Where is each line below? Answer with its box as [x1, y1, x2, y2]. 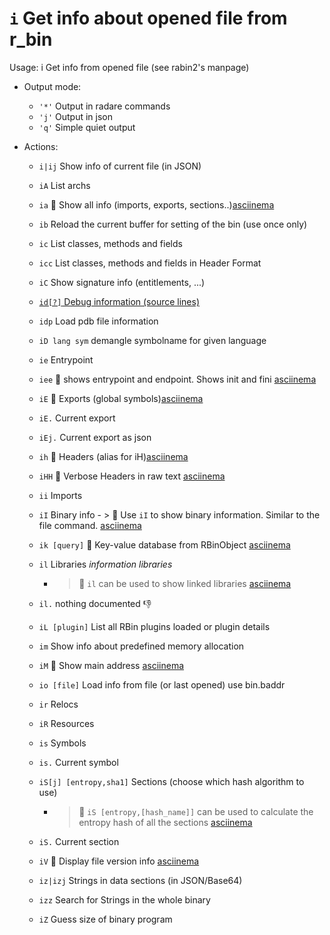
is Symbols [38, 737, 87, 749]
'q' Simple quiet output [38, 121, 136, 133]
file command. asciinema [38, 519, 142, 531]
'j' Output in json [38, 110, 113, 122]
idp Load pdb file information [38, 315, 159, 327]
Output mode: [23, 80, 82, 92]
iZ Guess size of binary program [38, 913, 173, 925]
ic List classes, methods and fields [38, 237, 183, 249]
